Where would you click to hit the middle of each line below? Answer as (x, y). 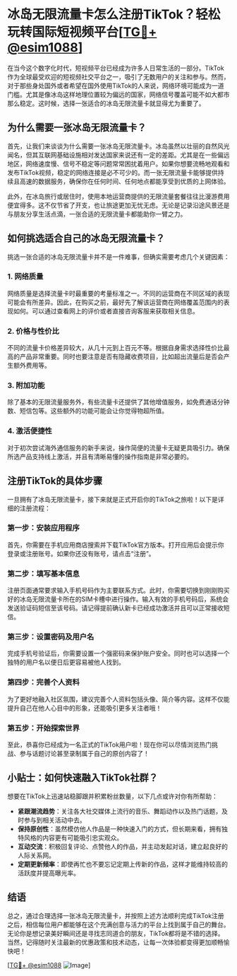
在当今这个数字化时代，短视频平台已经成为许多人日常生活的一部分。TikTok (116, 68)
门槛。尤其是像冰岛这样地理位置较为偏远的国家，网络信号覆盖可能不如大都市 (119, 94)
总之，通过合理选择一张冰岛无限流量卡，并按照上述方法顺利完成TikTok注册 (116, 915)
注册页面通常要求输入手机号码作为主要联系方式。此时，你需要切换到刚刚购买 (119, 591)
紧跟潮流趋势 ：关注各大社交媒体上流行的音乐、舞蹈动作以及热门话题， (120, 811)
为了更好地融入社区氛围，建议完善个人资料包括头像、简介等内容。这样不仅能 (119, 699)
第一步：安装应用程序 (43, 528)
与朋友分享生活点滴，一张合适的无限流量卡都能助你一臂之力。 (97, 214)
